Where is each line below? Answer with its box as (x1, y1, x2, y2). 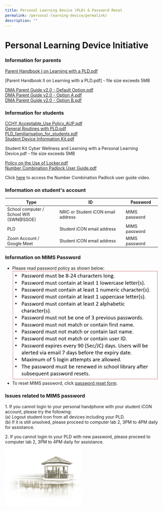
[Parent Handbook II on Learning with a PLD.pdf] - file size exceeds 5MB (5, 77, 150, 83)
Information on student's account (5, 187, 86, 194)
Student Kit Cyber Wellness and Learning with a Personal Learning (5, 146, 138, 151)
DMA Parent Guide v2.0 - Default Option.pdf (5, 87, 94, 92)
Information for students (5, 109, 65, 116)
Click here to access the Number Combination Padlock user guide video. (5, 175, 150, 181)
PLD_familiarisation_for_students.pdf (5, 131, 78, 137)
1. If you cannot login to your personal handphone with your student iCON (5, 403, 152, 409)
